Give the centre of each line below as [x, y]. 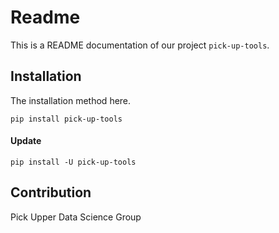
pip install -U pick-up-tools [73, 162]
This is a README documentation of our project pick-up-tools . [140, 45]
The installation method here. [71, 100]
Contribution [51, 192]
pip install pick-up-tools [66, 119]
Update [26, 141]
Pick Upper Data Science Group [76, 217]
